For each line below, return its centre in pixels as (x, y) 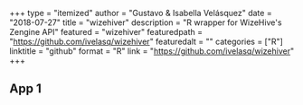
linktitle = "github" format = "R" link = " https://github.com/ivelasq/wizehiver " (152, 51)
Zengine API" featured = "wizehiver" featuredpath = (106, 32)
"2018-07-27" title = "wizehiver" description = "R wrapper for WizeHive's (146, 22)
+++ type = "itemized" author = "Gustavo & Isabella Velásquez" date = (141, 13)
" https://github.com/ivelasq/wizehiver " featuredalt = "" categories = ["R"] (146, 41)
